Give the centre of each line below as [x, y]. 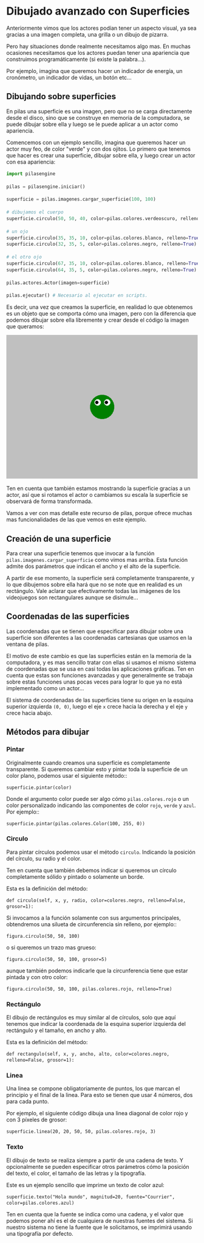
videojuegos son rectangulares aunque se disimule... [72, 598]
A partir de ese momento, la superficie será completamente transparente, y [100, 578]
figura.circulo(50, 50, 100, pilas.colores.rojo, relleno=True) [89, 989]
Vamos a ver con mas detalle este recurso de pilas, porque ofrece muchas [99, 513]
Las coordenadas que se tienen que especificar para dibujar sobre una [95, 631]
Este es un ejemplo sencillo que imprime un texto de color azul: [86, 1185]
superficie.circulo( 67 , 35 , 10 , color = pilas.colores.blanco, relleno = [97, 263]
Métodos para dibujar [48, 732]
